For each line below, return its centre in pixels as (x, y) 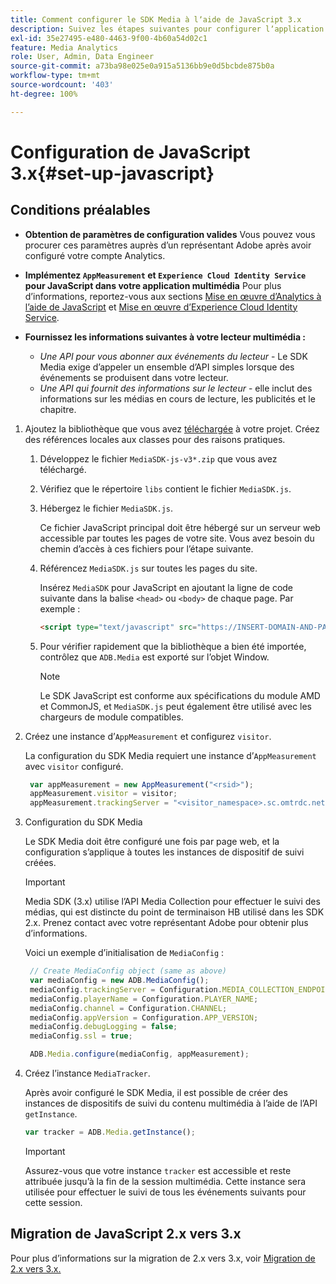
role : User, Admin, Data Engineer (82, 57)
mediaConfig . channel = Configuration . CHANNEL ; (128, 1008)
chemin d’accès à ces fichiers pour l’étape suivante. (146, 548)
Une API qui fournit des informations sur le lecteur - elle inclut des (176, 388)
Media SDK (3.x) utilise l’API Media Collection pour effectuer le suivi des (172, 902)
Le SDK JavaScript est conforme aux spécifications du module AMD (180, 695)
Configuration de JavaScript (130, 152)
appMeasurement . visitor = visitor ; (103, 794)
